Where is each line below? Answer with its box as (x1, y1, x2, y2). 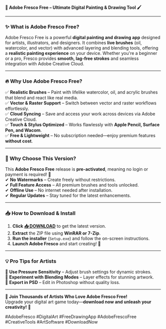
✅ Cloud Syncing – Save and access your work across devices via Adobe (5, 111, 156, 117)
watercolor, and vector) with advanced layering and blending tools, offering (5, 45, 159, 51)
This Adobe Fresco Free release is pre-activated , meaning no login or (5, 166, 148, 172)
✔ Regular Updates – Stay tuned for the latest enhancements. (5, 192, 131, 198)
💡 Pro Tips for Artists (5, 258, 57, 265)
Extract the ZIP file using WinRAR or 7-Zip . (12, 230, 101, 236)
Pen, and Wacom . (5, 127, 42, 133)
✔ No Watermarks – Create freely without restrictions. (5, 177, 116, 183)
